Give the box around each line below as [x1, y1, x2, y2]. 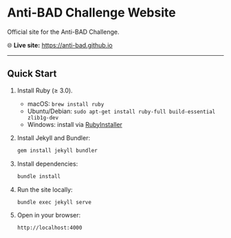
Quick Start [7, 68, 57, 80]
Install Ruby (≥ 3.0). [16, 86, 74, 95]
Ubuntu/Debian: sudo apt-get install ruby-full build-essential [27, 107, 216, 115]
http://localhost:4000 [16, 224, 82, 232]
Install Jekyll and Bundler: [16, 133, 91, 142]
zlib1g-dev [27, 114, 59, 121]
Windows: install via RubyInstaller [27, 120, 122, 128]
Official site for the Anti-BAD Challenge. [7, 28, 120, 36]
